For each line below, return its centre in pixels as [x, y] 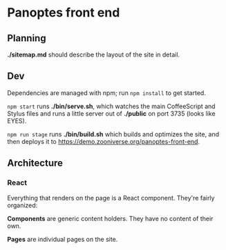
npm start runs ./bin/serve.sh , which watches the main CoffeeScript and [111, 106]
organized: [22, 205]
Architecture [35, 163]
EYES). [17, 121]
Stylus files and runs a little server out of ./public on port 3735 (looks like [111, 113]
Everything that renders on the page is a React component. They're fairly [111, 198]
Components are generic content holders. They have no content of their [110, 218]
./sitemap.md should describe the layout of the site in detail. [94, 54]
